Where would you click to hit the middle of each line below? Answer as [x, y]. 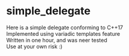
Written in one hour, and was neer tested [57, 40]
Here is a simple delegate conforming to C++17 [65, 27]
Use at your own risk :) [34, 46]
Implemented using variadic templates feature [63, 33]
